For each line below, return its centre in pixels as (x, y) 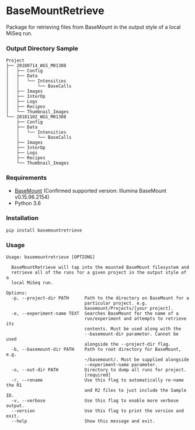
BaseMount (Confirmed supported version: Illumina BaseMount (90, 190)
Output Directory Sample (42, 48)
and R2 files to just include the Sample (135, 391)
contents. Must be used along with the (133, 329)
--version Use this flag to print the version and (97, 411)
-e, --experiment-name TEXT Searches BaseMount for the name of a (95, 314)
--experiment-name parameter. (121, 365)
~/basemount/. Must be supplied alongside (137, 360)
